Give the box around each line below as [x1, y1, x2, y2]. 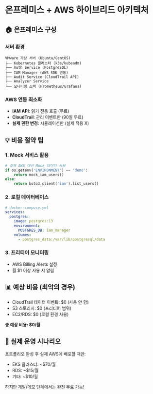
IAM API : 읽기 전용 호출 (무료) [12, 108, 69, 114]
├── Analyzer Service [5, 79, 49, 83]
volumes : [14, 232, 32, 237]
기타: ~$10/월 [12, 374, 38, 379]
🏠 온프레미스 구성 [5, 25, 57, 34]
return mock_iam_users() [14, 172, 64, 177]
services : [5, 210, 25, 215]
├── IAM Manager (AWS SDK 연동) [5, 70, 69, 75]
